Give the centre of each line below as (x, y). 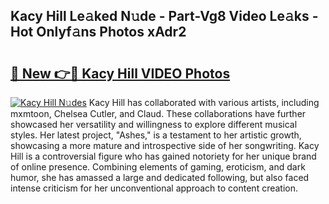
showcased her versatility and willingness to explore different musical (154, 124)
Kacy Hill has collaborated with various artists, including (204, 102)
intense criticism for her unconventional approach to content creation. (154, 188)
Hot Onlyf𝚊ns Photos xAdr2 (98, 32)
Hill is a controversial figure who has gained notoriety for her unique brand (163, 156)
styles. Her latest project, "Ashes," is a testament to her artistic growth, (156, 135)
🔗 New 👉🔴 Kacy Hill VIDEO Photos (120, 73)
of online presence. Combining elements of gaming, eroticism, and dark (158, 167)
